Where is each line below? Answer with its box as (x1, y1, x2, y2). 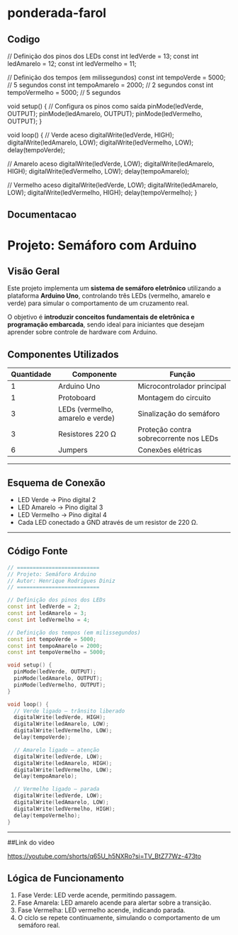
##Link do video (7, 838, 55, 846)
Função (169, 370, 195, 380)
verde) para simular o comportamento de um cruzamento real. (7, 299, 189, 307)
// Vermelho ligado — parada (13, 786, 100, 793)
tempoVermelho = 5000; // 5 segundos (7, 89, 121, 96)
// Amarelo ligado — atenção (13, 746, 100, 754)
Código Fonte (7, 545, 69, 557)
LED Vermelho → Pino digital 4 (17, 511, 108, 519)
